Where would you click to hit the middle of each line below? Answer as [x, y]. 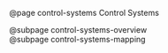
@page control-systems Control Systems [84, 13]
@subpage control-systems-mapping [77, 39]
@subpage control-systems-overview [78, 30]
